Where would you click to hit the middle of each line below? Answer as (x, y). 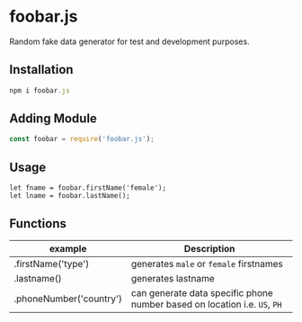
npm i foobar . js (40, 90)
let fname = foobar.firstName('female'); (88, 188)
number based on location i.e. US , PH (206, 304)
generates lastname (173, 278)
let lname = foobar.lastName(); (70, 196)
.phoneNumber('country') (68, 299)
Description (209, 248)
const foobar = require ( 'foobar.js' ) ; (82, 139)
